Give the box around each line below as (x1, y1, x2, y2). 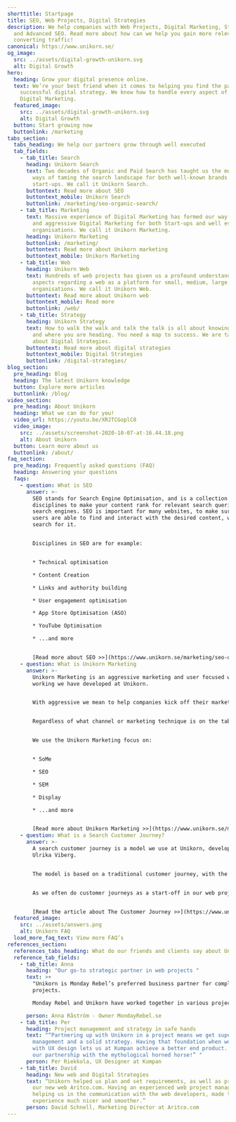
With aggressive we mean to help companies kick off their (32, 699, 209, 706)
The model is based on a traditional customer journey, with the (32, 871, 228, 878)
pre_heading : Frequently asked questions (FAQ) (13, 462, 156, 469)
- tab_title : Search (20, 154, 80, 162)
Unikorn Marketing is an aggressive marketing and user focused (32, 673, 225, 680)
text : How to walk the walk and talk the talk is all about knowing (25, 325, 231, 332)
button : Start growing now (13, 121, 93, 129)
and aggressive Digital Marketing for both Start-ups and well (32, 220, 221, 227)
